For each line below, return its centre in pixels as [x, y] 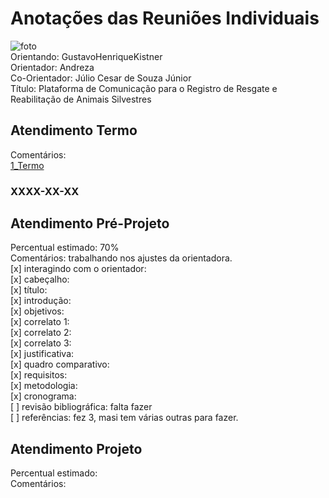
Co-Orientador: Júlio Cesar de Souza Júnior [101, 78]
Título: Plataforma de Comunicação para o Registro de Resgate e [144, 88]
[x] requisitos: [39, 375]
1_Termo [27, 165]
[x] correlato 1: [40, 322]
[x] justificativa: [42, 354]
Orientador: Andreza [52, 67]
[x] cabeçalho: [40, 279]
